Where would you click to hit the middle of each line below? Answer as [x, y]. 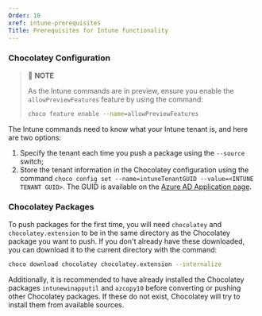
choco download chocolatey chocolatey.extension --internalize [115, 264]
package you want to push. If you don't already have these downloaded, [127, 241]
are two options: [35, 137]
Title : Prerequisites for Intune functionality [89, 30]
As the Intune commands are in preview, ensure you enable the [131, 91]
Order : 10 [25, 15]
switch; [31, 161]
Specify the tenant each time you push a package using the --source [132, 152]
